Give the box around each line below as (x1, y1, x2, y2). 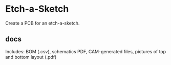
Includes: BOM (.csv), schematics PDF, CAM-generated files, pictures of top (5, 48, 166, 54)
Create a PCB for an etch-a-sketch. (5, 20, 80, 26)
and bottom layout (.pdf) (5, 54, 57, 60)
